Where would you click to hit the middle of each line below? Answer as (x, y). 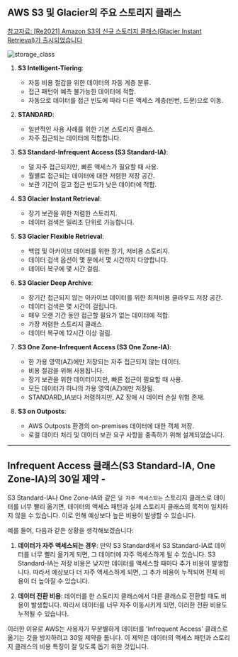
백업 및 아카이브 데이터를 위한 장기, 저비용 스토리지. (99, 251)
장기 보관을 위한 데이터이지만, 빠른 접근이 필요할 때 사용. (106, 379)
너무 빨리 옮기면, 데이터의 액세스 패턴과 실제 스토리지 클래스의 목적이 (115, 506)
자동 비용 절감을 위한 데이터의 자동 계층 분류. (89, 82)
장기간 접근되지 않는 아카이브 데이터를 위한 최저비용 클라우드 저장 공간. (125, 297)
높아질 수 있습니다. (64, 580)
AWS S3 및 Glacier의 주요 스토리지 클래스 (95, 13)
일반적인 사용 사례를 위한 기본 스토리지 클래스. (91, 129)
